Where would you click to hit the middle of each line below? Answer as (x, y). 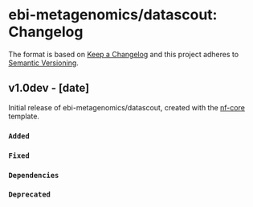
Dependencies (34, 175)
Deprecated (29, 195)
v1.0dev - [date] (49, 88)
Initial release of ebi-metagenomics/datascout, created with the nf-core (126, 107)
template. (24, 116)
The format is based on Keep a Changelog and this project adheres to (124, 54)
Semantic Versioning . (43, 63)
